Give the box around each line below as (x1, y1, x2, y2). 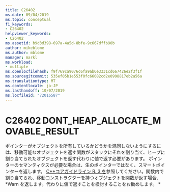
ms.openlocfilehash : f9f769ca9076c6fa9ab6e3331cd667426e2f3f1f (5, 69, 143, 74)
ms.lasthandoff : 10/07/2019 (5, 88, 65, 93)
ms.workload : (5, 60, 33, 65)
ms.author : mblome (5, 50, 44, 55)
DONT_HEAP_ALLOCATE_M (42, 115, 161, 126)
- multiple (5, 64, 29, 69)
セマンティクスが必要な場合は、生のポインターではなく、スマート (18, 162, 156, 168)
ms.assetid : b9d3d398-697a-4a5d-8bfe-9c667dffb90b (5, 41, 115, 46)
